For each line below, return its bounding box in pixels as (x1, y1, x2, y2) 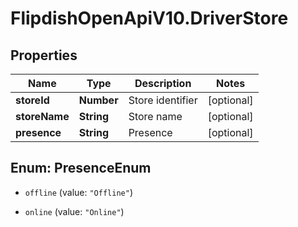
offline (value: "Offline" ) (24, 186, 133, 198)
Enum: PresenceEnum (10, 160, 152, 177)
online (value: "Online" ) (24, 205, 125, 217)
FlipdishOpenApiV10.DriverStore (10, 7, 289, 30)
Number (78, 93, 119, 107)
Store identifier (128, 93, 198, 107)
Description (134, 77, 192, 90)
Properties (10, 47, 78, 64)
